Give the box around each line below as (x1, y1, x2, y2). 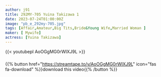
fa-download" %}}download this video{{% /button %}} (5, 66, 118, 72)
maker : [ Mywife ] (5, 30, 41, 35)
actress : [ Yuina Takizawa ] (5, 35, 61, 40)
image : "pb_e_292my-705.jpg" (5, 21, 66, 26)
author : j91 (5, 7, 30, 12)
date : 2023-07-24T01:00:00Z (5, 16, 64, 21)
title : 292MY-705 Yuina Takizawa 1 (5, 12, 79, 17)
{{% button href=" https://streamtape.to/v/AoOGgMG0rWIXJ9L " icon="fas (5, 61, 157, 67)
